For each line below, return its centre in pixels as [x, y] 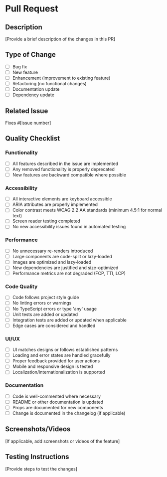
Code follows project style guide [46, 298]
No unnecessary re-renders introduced [53, 251]
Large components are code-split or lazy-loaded [62, 256]
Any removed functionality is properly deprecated [63, 169]
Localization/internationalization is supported [59, 372]
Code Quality [21, 287]
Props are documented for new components [58, 407]
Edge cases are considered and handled [54, 325]
